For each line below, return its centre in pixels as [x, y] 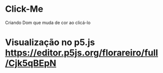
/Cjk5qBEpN [31, 63]
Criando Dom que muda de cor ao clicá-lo [48, 23]
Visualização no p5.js [50, 42]
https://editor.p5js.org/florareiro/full [81, 53]
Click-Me [24, 9]
